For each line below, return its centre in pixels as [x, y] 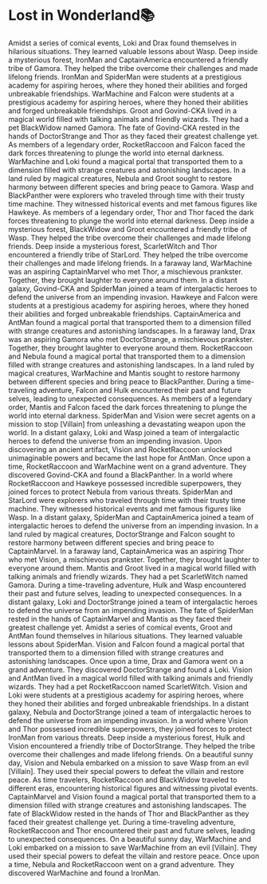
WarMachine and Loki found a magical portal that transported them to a [126, 161]
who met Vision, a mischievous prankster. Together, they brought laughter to [134, 560]
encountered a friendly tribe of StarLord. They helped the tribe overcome [128, 254]
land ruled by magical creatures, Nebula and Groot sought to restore [120, 178]
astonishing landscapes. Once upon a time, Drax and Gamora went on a [126, 661]
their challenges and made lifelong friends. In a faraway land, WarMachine [130, 263]
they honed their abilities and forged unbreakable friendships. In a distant [129, 703]
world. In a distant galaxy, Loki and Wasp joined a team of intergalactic [124, 432]
